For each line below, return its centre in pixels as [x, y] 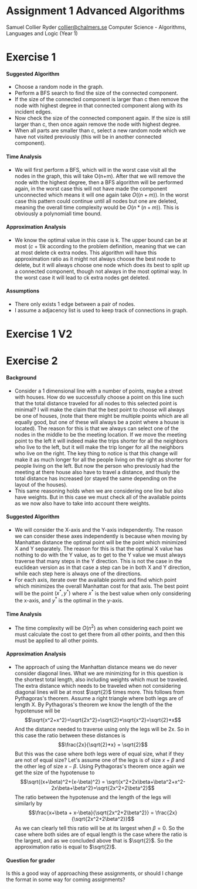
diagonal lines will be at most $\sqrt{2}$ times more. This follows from [99, 692]
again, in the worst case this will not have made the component [91, 188]
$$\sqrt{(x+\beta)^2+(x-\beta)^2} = [63, 782]
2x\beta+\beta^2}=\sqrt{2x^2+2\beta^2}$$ [103, 788]
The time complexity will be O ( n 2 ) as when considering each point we [99, 627]
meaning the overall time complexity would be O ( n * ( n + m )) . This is [97, 207]
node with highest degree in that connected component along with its [98, 106]
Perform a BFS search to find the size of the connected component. [96, 93]
